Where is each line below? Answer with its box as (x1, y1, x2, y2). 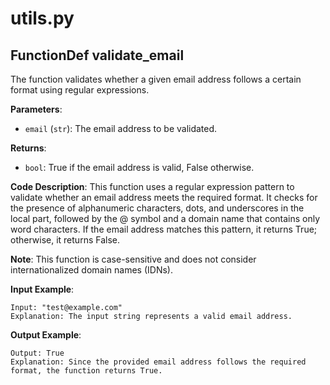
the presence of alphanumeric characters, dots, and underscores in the (10, 202, 305, 214)
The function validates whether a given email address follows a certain (10, 73, 302, 85)
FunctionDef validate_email (10, 47, 185, 64)
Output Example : (10, 329, 82, 341)
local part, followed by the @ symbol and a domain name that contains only (10, 213, 321, 224)
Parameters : (10, 103, 63, 115)
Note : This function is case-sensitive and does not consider (10, 253, 257, 265)
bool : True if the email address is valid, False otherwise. (24, 162, 255, 173)
